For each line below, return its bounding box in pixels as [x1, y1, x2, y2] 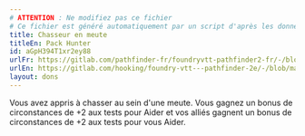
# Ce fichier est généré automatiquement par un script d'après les [9, 22, 274, 31]
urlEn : [9, 64, 34, 73]
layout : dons [9, 73, 59, 82]
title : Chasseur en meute [9, 30, 107, 39]
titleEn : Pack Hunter [9, 38, 92, 48]
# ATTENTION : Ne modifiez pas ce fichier [9, 13, 172, 23]
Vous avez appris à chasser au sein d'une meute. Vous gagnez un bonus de [9, 97, 293, 108]
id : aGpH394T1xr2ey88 [9, 47, 92, 56]
